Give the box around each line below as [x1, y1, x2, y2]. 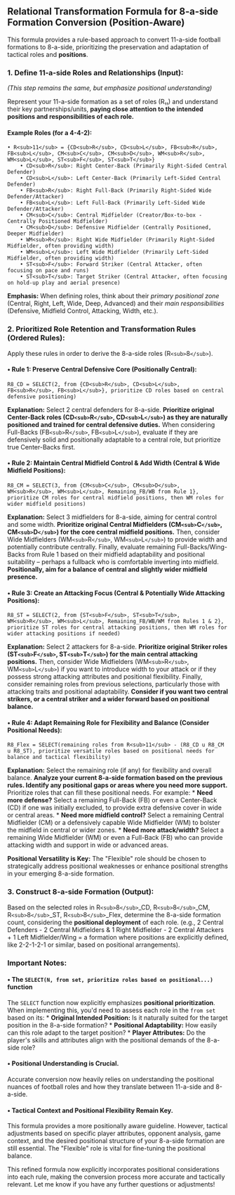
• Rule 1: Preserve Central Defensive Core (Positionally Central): [7, 365, 197, 373]
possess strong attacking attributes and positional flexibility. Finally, [7, 672, 203, 681]
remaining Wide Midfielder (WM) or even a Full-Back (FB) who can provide [7, 833, 223, 842]
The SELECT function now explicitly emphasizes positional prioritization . [7, 998, 215, 1007]
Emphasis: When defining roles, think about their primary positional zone [7, 292, 220, 300]
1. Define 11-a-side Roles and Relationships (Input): [7, 68, 184, 77]
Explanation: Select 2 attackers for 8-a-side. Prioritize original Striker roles [7, 643, 228, 651]
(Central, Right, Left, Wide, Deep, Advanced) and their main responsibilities [7, 299, 224, 308]
